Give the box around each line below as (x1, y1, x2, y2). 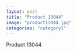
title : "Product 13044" (6, 14, 64, 20)
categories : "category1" (6, 25, 66, 31)
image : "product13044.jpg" (6, 19, 72, 25)
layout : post (6, 8, 38, 15)
